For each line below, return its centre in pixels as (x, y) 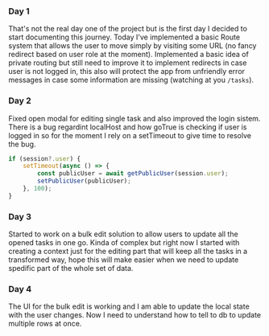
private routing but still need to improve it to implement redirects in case (128, 63)
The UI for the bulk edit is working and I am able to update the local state (129, 306)
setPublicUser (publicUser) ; (84, 181)
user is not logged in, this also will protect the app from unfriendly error (127, 72)
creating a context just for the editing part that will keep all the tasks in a (128, 252)
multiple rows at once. (45, 324)
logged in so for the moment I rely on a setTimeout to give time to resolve (130, 135)
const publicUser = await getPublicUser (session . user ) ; (133, 174)
